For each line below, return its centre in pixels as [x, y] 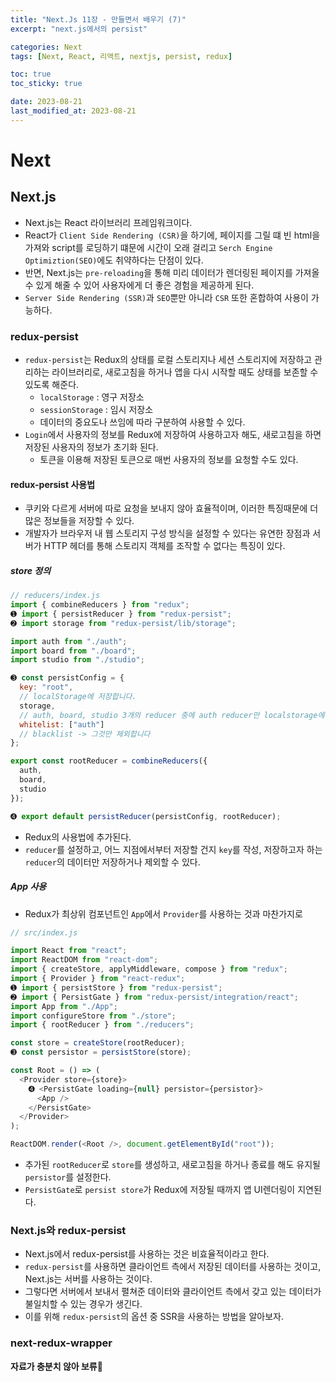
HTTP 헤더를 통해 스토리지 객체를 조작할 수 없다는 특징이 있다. [164, 546]
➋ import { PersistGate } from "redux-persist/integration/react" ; [155, 997]
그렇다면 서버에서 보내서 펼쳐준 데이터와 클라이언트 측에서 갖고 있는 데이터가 [173, 1292]
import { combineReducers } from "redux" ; [100, 605]
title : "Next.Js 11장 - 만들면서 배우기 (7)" [98, 19]
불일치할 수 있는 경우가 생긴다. [83, 1304]
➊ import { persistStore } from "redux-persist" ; [116, 987]
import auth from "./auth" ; [69, 641]
